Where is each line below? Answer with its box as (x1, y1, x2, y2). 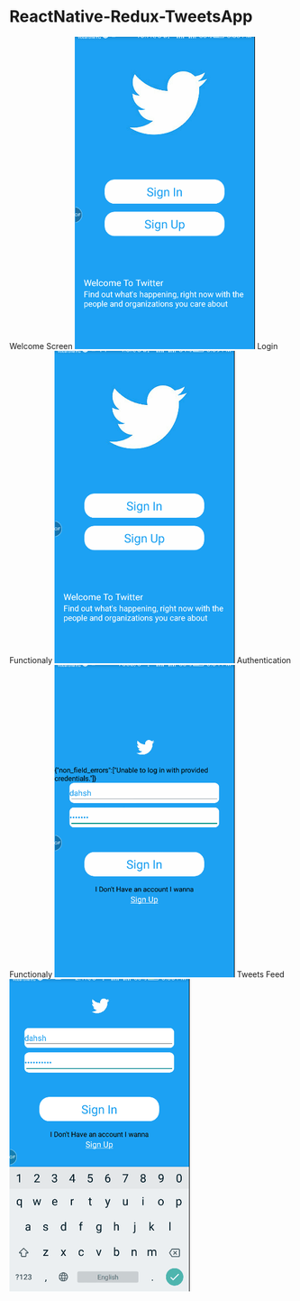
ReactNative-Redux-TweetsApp (9, 6, 253, 27)
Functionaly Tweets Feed (9, 968, 286, 980)
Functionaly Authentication (9, 654, 291, 665)
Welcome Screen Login (9, 340, 278, 351)
